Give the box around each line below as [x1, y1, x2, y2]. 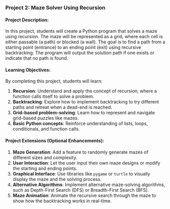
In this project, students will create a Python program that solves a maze [5, 28, 157, 34]
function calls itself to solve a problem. [12, 93, 94, 99]
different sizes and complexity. [12, 154, 78, 161]
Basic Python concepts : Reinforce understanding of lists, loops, [12, 120, 148, 126]
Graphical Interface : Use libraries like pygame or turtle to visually [12, 170, 151, 177]
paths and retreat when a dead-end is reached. [12, 104, 112, 111]
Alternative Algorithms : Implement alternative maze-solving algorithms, [12, 181, 165, 188]
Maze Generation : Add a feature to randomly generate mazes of [12, 149, 149, 155]
